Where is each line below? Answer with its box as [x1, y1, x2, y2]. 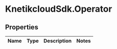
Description [43, 38, 72, 44]
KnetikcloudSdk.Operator [5, 3, 113, 15]
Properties [5, 23, 39, 31]
